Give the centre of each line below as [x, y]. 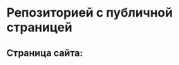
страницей [39, 27]
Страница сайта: [45, 53]
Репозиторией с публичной [90, 13]
